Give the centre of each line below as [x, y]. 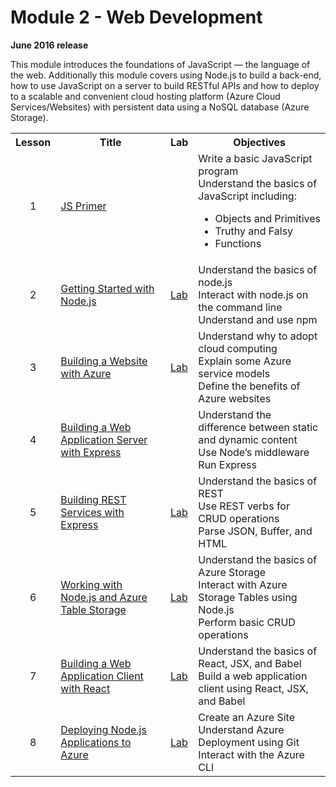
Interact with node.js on [253, 294]
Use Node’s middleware [254, 452]
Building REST [93, 499]
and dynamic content [248, 439]
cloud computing [238, 348]
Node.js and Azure [104, 597]
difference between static [258, 427]
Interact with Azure [243, 584]
